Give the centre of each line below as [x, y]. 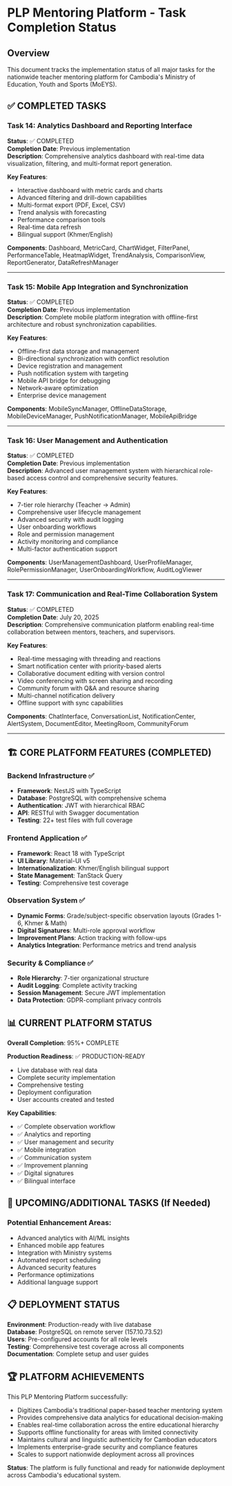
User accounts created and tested [66, 1099]
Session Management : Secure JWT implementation [91, 993]
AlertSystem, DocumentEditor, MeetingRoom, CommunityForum [98, 723]
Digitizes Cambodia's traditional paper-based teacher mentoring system [120, 1411]
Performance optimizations [56, 1274]
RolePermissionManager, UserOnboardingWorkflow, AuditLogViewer [105, 570]
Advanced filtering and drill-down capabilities [82, 197]
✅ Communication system [54, 1157]
